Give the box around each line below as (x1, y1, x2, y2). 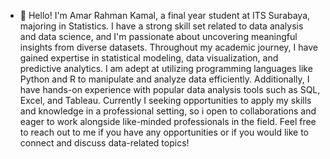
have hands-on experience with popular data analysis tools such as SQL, (19, 84, 321, 95)
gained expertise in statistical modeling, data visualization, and (19, 52, 279, 64)
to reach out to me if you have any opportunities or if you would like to (19, 126, 309, 138)
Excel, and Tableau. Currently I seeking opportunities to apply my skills (19, 95, 312, 106)
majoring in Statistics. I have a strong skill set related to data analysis (19, 20, 304, 32)
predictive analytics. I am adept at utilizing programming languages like (19, 63, 313, 74)
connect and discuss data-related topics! (19, 137, 190, 149)
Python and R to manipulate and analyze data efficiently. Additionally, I (19, 73, 310, 85)
